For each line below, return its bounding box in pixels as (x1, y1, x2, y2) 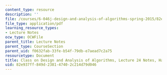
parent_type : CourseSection (5, 44, 64, 49)
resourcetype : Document (5, 53, 55, 58)
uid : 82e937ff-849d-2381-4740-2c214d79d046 (5, 62, 97, 67)
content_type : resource (5, 7, 55, 12)
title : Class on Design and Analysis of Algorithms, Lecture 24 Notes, (5, 58, 157, 63)
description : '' (5, 12, 39, 17)
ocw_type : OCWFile (5, 35, 43, 40)
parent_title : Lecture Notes (5, 39, 66, 44)
